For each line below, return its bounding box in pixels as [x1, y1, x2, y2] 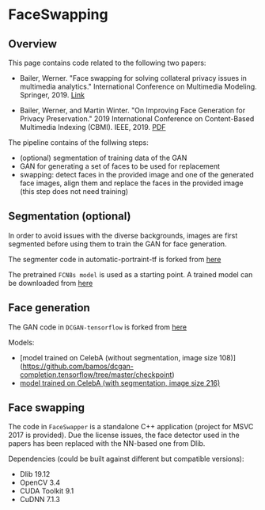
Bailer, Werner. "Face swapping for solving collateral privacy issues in [19, 74, 248, 82]
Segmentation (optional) [8, 210, 132, 223]
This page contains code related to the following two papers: [8, 58, 206, 67]
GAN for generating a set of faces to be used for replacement [19, 162, 220, 171]
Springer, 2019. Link [19, 90, 85, 100]
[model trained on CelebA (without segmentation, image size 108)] [19, 352, 236, 362]
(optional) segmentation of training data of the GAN [19, 153, 187, 162]
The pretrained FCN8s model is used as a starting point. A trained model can [8, 269, 253, 279]
